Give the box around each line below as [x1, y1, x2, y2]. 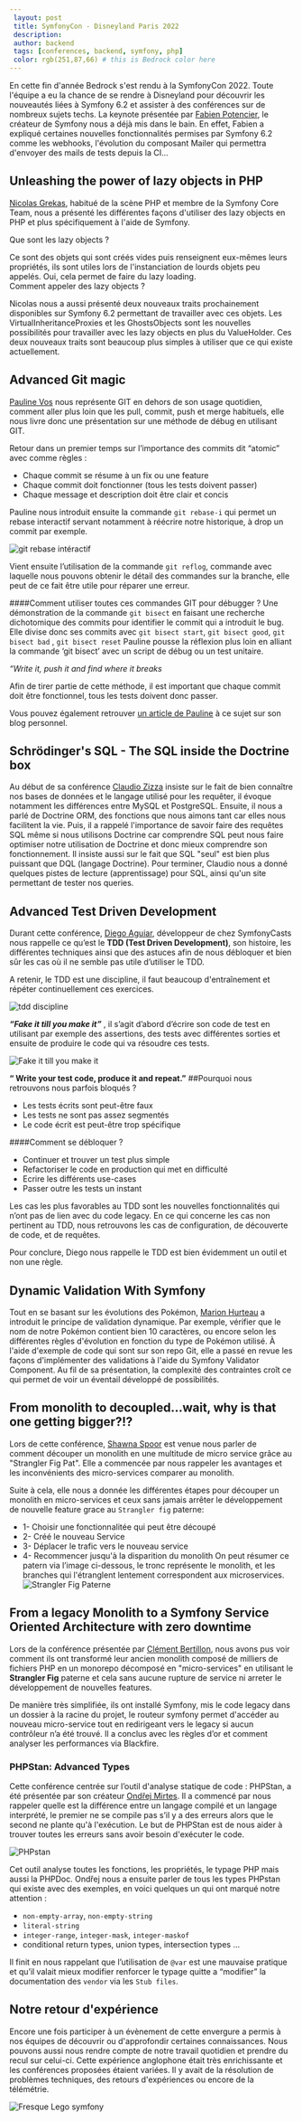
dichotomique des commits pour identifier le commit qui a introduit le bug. [9, 617, 284, 627]
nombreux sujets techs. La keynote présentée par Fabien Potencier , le [9, 109, 269, 119]
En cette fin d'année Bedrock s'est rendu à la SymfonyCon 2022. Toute [9, 80, 274, 90]
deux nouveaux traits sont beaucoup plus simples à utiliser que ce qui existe [9, 336, 293, 347]
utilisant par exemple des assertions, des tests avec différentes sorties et [9, 1028, 281, 1040]
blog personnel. [9, 717, 68, 728]
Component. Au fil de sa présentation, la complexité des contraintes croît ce [9, 1364, 292, 1375]
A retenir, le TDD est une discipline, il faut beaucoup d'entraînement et [9, 974, 270, 985]
